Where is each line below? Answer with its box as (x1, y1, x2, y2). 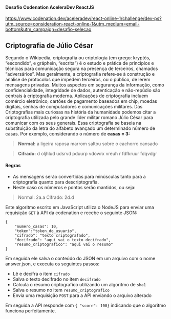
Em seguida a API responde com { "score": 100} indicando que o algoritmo (5, 302, 166, 309)
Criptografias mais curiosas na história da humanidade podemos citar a (5, 109, 156, 115)
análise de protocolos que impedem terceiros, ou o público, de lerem (5, 77, 151, 83)
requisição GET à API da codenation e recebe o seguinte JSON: (5, 210, 137, 216)
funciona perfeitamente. (5, 308, 56, 314)
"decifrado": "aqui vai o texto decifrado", (14, 238, 111, 243)
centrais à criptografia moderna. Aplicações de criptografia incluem (5, 93, 148, 99)
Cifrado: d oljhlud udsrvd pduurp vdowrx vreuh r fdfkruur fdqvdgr (17, 151, 157, 157)
